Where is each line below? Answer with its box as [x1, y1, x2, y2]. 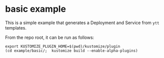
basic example [5, 3, 66, 15]
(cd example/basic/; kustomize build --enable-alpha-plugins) [5, 48, 138, 53]
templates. [5, 25, 27, 30]
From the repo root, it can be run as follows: [5, 34, 94, 40]
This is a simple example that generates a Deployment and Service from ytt [5, 20, 160, 26]
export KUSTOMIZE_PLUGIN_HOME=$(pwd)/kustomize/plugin [5, 44, 121, 49]
